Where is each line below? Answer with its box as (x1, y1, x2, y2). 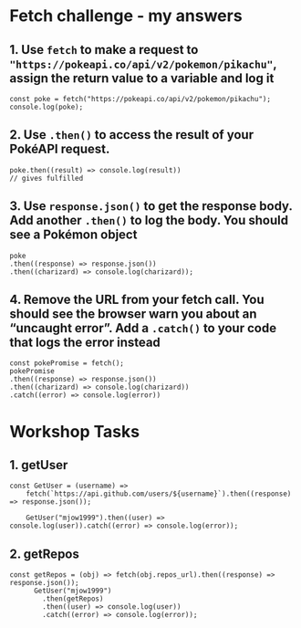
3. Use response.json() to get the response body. (9, 198, 293, 215)
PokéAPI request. (9, 141, 110, 157)
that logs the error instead (9, 335, 161, 351)
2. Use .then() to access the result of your (9, 127, 254, 142)
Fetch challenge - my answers (9, 5, 244, 26)
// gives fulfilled (9, 173, 84, 183)
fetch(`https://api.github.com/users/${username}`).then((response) (26, 489, 292, 498)
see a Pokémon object (9, 227, 138, 243)
